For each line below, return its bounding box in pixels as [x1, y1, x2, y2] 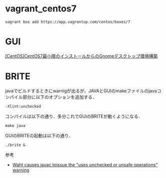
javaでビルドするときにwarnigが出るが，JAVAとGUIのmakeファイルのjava [5, 88, 157, 93]
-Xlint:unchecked [5, 104, 41, 109]
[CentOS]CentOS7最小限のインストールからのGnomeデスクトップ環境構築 [5, 53, 158, 59]
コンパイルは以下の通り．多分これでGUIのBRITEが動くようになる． [5, 113, 143, 119]
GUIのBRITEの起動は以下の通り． [5, 132, 73, 138]
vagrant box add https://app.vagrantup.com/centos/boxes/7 [5, 19, 131, 24]
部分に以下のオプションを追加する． [22, 94, 97, 100]
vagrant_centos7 [5, 3, 77, 14]
